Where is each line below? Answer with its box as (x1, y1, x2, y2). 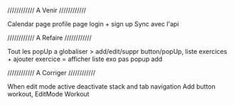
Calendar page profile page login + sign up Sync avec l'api (7, 20, 179, 28)
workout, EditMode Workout (7, 90, 90, 98)
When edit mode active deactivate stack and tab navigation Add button (7, 82, 216, 91)
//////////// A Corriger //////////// (7, 69, 96, 77)
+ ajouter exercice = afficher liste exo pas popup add (7, 55, 163, 63)
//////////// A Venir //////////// (7, 6, 87, 14)
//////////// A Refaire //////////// (7, 33, 92, 42)
